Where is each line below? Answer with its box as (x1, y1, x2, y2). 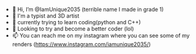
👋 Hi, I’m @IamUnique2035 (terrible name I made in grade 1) (12, 6, 164, 13)
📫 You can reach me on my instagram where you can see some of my (12, 32, 190, 39)
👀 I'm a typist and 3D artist (12, 12, 80, 19)
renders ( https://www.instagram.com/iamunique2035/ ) (12, 41, 151, 48)
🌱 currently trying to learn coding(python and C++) (12, 19, 141, 25)
